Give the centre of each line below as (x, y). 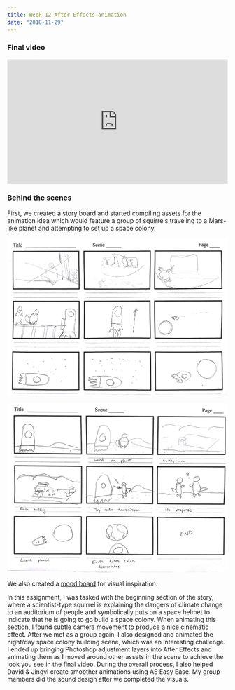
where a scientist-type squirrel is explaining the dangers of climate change (115, 604)
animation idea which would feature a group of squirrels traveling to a (107, 220)
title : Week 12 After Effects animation (67, 15)
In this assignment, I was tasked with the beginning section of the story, (111, 597)
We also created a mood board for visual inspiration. (83, 583)
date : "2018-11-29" (36, 22)
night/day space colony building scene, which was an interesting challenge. (116, 642)
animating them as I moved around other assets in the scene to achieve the (115, 656)
